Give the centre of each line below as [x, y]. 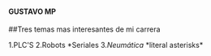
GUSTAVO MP [32, 11]
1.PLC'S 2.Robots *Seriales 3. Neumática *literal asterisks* [106, 45]
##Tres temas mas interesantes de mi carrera [84, 29]
